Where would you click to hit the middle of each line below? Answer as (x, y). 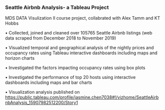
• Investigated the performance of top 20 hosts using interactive (70, 77)
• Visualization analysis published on (42, 92)
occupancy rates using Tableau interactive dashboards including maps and (81, 53)
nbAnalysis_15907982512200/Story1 (42, 103)
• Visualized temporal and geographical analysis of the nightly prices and (80, 48)
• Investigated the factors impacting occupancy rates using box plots (75, 68)
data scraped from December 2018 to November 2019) (61, 38)
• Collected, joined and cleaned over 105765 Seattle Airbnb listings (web (79, 33)
